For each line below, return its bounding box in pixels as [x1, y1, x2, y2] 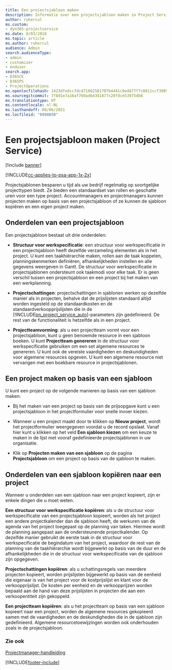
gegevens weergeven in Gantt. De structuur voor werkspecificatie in [12, 263, 157, 270]
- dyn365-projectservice [5, 27, 58, 32]
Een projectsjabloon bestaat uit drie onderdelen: [5, 232, 107, 238]
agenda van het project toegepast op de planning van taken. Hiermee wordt [5, 524, 165, 530]
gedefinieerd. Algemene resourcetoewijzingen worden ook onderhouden [5, 619, 159, 626]
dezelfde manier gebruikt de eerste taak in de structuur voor [5, 534, 133, 541]
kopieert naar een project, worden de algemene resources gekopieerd [5, 609, 154, 615]
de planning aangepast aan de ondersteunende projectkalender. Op [5, 529, 148, 535]
